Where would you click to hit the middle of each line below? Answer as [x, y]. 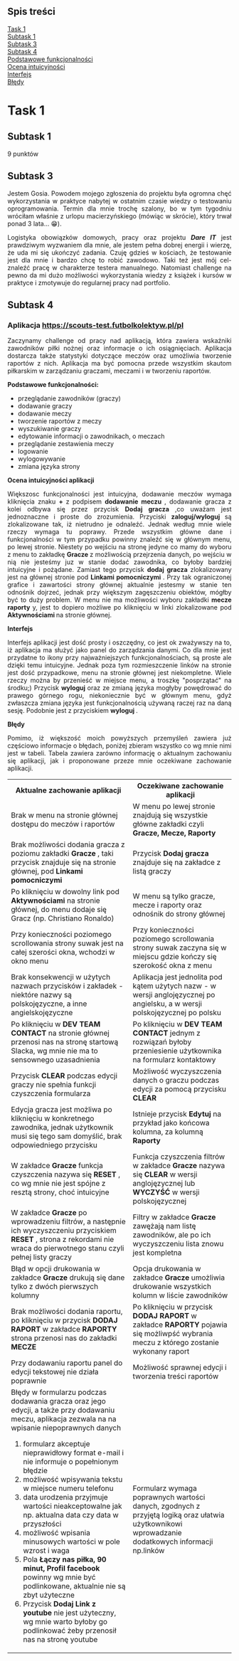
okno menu [30, 961]
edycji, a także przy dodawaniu [63, 1410]
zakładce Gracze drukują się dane [68, 1278]
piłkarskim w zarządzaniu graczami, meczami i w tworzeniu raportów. [109, 371]
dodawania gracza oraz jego [59, 1401]
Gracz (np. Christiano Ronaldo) [63, 918]
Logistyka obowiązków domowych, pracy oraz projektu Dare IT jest [119, 237]
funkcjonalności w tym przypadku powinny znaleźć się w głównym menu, [119, 539]
